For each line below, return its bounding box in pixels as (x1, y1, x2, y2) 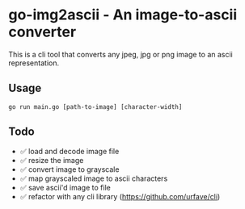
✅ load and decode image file (19, 146, 120, 156)
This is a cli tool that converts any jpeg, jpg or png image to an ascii (8, 49, 233, 59)
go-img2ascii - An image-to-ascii (8, 6, 238, 24)
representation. (8, 58, 59, 68)
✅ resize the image (19, 155, 84, 165)
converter (8, 23, 77, 41)
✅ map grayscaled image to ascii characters (19, 173, 168, 183)
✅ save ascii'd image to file (19, 182, 111, 192)
